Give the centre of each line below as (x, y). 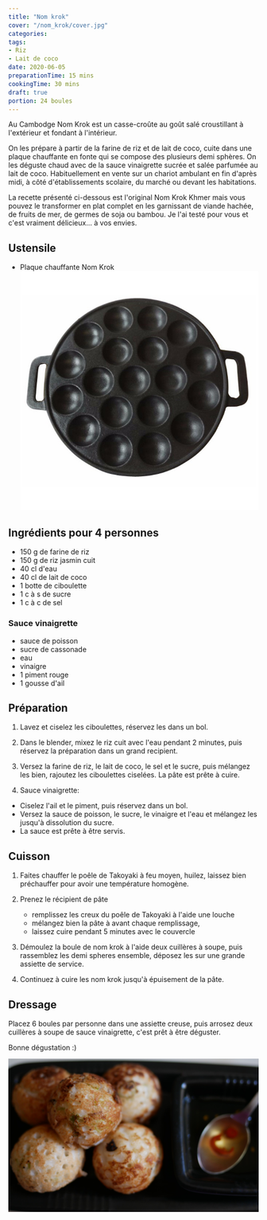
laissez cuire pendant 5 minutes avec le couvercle (113, 932)
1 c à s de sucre (45, 594)
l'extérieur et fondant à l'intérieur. (63, 133)
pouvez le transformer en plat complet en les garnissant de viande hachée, (131, 206)
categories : (28, 33)
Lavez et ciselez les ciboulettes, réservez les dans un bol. (114, 727)
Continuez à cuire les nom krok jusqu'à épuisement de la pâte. (122, 980)
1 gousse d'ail (42, 683)
